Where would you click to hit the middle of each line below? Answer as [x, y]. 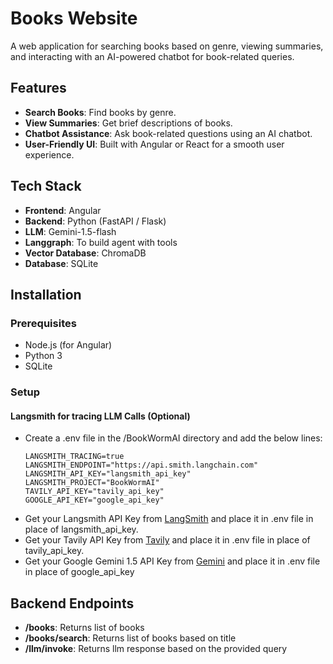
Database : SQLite [61, 263]
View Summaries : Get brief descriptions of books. [128, 123]
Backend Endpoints [72, 603]
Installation [46, 294]
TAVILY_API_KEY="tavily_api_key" [94, 492]
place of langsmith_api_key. [81, 529]
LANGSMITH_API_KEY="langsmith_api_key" [108, 474]
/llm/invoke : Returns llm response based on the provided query [156, 649]
